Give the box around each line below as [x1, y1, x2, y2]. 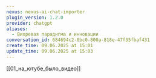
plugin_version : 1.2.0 [6, 15, 63, 21]
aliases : [6, 25, 28, 32]
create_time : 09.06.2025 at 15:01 [6, 43, 94, 49]
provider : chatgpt [6, 20, 53, 26]
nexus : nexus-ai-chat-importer [6, 8, 85, 15]
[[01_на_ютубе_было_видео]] [6, 65, 81, 72]
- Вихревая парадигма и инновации [11, 31, 99, 37]
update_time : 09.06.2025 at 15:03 [6, 48, 94, 54]
